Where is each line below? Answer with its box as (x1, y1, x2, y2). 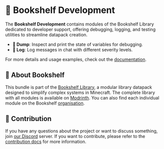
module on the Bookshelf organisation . (5, 100, 85, 106)
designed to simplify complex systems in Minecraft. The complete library (5, 89, 155, 95)
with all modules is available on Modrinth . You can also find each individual (5, 94, 159, 100)
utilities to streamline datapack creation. (5, 31, 87, 37)
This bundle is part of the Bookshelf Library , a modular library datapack (5, 84, 152, 90)
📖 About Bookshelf (5, 71, 65, 79)
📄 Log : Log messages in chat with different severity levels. (12, 46, 133, 52)
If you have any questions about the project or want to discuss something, (5, 127, 158, 134)
